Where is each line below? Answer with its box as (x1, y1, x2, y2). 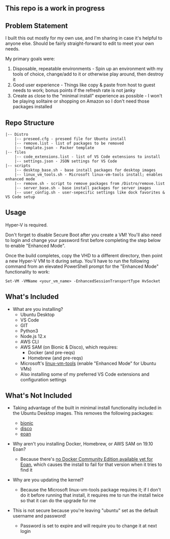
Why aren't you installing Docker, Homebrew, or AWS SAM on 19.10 (12, 441, 154, 447)
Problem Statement (5, 21, 68, 30)
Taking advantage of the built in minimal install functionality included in (12, 405, 162, 411)
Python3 (20, 328, 38, 334)
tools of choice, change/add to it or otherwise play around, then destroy (12, 71, 164, 77)
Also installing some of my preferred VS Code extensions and (20, 371, 150, 377)
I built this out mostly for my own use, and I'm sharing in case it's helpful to (5, 35, 163, 41)
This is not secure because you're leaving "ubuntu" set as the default (12, 507, 158, 513)
